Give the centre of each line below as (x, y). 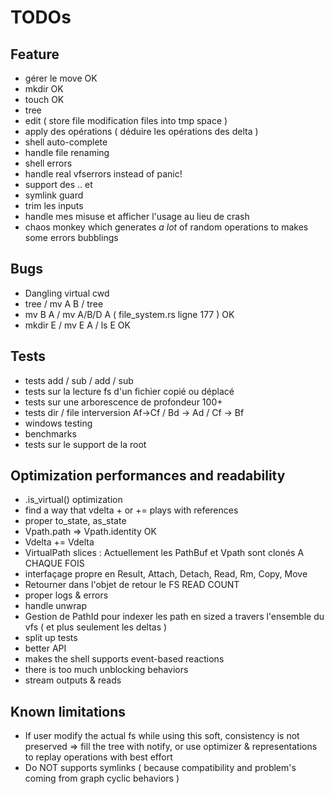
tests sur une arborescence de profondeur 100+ (123, 402)
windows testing (58, 423)
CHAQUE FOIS (54, 563)
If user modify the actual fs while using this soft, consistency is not (162, 736)
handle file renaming (67, 152)
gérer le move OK (61, 78)
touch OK (44, 99)
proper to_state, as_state (75, 521)
